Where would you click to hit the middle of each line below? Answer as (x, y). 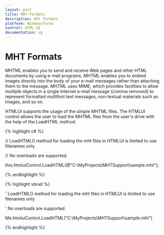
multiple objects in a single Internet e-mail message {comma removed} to (80, 91)
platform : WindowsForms (30, 23)
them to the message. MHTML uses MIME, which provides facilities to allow (82, 86)
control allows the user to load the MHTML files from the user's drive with (80, 117)
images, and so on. (24, 102)
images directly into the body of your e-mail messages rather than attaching (82, 81)
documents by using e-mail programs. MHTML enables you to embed (76, 75)
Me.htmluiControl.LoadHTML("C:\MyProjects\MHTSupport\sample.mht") (79, 218)
